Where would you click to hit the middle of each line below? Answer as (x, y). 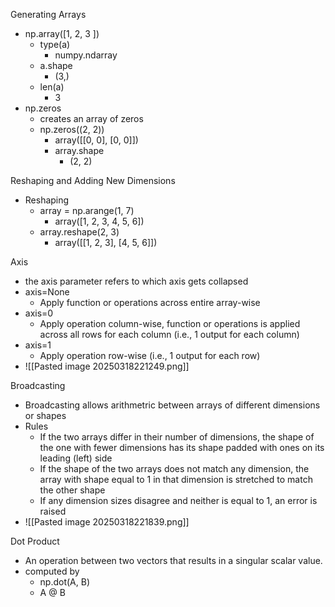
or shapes (45, 415)
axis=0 (39, 313)
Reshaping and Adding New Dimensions (93, 180)
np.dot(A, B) (65, 582)
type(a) (55, 44)
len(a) (52, 87)
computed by (52, 571)
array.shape (79, 150)
